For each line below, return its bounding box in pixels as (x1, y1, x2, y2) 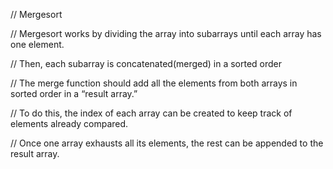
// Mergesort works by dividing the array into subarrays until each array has (10, 28, 322, 39)
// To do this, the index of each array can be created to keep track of (10, 107, 293, 119)
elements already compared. (10, 118, 129, 129)
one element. (10, 39, 65, 50)
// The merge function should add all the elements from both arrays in (10, 77, 298, 89)
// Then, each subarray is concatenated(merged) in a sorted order (10, 58, 283, 69)
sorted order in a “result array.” (10, 88, 138, 99)
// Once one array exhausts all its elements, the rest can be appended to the (10, 137, 324, 149)
